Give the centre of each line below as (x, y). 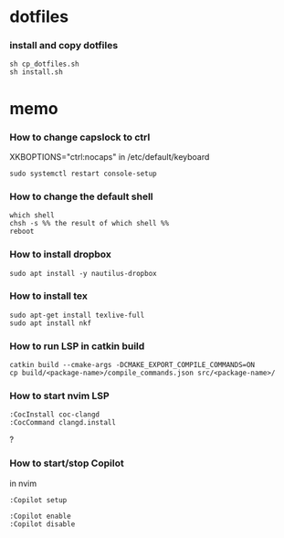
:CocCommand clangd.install (63, 423)
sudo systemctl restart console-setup (83, 174)
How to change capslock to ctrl (80, 137)
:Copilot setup (38, 500)
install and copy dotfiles (64, 46)
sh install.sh (37, 72)
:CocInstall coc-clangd (55, 415)
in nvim (23, 483)
